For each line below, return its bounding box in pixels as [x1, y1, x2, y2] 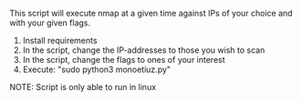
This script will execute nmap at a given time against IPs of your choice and [9, 8, 294, 18]
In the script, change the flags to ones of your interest [22, 55, 225, 65]
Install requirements [22, 35, 98, 45]
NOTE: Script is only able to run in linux [9, 82, 157, 92]
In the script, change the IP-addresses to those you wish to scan [22, 45, 265, 56]
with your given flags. [9, 17, 91, 28]
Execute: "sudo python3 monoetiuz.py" [22, 64, 171, 75]
